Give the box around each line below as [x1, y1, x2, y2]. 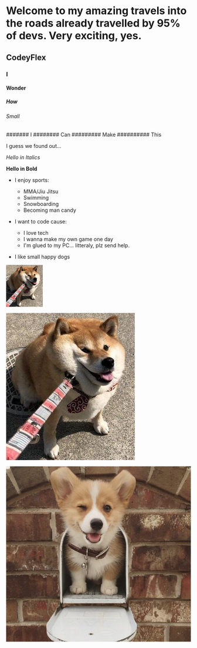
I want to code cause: [14, 218, 67, 225]
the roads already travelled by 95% [6, 16, 181, 30]
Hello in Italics [6, 154, 40, 161]
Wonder [6, 85, 26, 92]
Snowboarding [23, 200, 59, 207]
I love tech [23, 229, 49, 236]
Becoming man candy [23, 207, 76, 214]
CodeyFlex [6, 52, 46, 62]
